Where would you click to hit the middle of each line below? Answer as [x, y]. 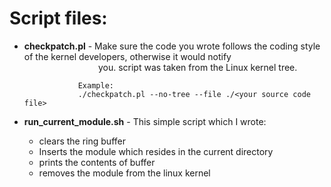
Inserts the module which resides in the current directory [156, 151]
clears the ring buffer [82, 141]
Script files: [58, 18]
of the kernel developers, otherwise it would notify [127, 56]
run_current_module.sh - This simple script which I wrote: [145, 121]
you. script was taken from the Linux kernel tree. [197, 67]
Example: [95, 85]
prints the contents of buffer [97, 162]
